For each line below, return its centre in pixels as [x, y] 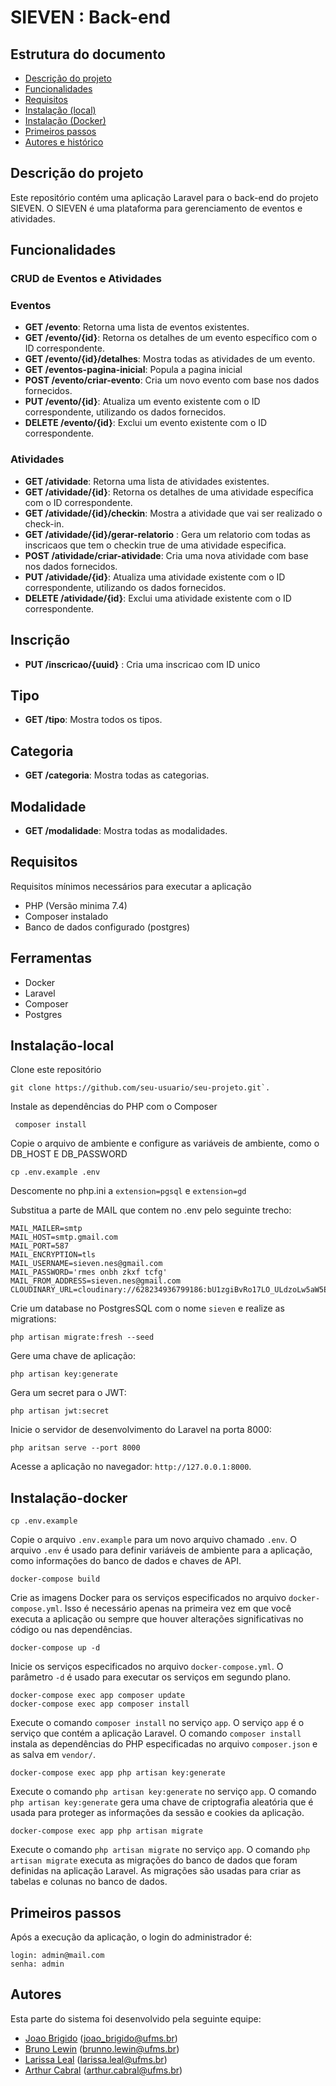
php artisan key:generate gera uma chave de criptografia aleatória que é [162, 1802]
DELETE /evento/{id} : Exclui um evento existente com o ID [146, 423]
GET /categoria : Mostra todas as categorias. [117, 775]
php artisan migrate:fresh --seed [82, 1337]
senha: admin [37, 1964]
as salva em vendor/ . [53, 1755]
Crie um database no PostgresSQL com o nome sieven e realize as [147, 1308]
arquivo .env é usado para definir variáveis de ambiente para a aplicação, [161, 1550]
